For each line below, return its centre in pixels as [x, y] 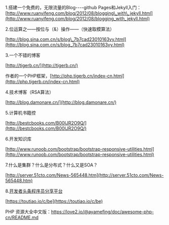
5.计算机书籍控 [21, 113]
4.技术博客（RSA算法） [30, 92]
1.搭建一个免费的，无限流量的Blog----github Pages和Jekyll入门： [73, 7]
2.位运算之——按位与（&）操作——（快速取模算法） [60, 29]
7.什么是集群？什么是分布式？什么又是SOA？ [52, 165]
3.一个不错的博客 [23, 55]
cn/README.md [22, 217]
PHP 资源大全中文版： [28, 212]
